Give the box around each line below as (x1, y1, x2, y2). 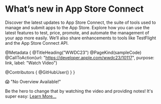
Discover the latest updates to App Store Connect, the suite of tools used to (5, 19, 156, 25)
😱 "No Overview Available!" (5, 79, 62, 85)
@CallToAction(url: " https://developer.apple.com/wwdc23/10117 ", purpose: (5, 54, 154, 60)
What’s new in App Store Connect (5, 3, 144, 15)
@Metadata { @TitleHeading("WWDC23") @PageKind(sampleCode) (5, 50, 142, 55)
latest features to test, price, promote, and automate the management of (5, 30, 149, 35)
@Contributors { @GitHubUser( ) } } (5, 69, 75, 75)
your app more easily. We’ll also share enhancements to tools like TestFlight (5, 35, 156, 41)
